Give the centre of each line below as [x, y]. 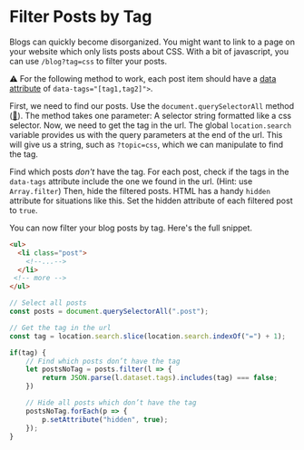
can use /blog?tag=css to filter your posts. [88, 61]
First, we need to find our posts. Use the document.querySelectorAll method [152, 105]
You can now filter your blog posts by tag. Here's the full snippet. [131, 228]
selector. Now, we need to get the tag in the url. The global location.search [151, 125]
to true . [24, 210]
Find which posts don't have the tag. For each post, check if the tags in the [149, 171]
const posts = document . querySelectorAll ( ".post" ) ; [109, 312]
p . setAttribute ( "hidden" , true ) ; [105, 419]
